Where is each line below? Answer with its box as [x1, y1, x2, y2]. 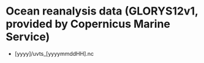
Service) [6, 30, 50, 44]
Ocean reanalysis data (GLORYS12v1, [6, 4, 198, 18]
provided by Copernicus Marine [6, 17, 171, 31]
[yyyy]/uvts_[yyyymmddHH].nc [14, 50, 94, 57]
